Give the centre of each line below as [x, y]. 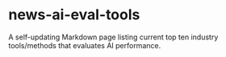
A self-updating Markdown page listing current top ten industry [113, 37]
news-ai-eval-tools [74, 15]
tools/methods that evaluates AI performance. [85, 45]
